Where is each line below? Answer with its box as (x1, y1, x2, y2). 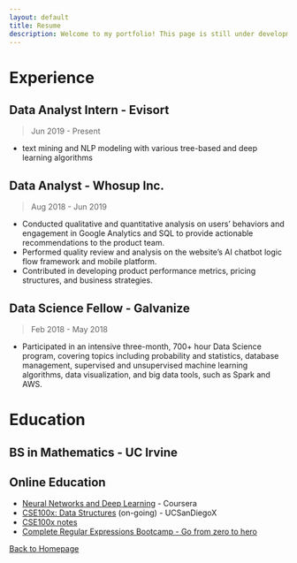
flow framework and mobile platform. (21, 256, 157, 267)
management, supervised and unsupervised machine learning (21, 360, 248, 370)
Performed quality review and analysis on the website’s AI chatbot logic (21, 247, 283, 257)
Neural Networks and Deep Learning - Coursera (21, 498, 197, 509)
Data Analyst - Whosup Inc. (9, 178, 165, 193)
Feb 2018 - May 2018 (30, 324, 109, 334)
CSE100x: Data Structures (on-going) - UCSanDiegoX (21, 507, 217, 518)
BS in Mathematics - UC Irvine (9, 445, 179, 460)
